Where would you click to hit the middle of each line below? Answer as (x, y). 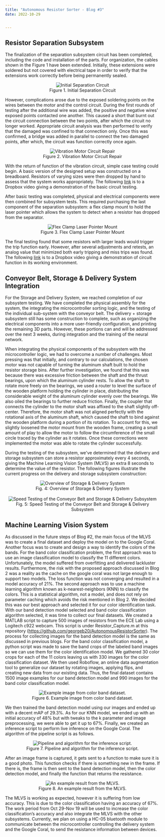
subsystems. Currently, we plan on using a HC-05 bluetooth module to (76, 819)
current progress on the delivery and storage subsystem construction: (76, 474)
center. (12, 412)
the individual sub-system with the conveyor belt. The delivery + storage (79, 314)
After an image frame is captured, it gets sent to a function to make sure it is (82, 758)
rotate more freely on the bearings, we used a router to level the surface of (81, 386)
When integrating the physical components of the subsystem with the (75, 349)
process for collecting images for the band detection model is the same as (80, 636)
